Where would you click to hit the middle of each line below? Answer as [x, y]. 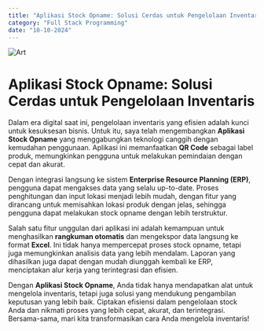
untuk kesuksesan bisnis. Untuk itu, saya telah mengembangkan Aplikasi [126, 131]
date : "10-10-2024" [40, 30]
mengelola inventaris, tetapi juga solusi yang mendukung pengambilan [122, 294]
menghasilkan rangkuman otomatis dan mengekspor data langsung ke [123, 237]
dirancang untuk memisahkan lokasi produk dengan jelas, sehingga [117, 204]
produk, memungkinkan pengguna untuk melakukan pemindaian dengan [125, 156]
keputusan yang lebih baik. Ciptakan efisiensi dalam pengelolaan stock [123, 302]
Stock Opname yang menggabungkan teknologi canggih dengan [113, 139]
